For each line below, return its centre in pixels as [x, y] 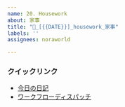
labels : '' [23, 33]
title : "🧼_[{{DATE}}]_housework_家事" [63, 27]
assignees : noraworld [39, 40]
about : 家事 [24, 20]
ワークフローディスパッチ [54, 97]
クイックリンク [33, 72]
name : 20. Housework [38, 14]
